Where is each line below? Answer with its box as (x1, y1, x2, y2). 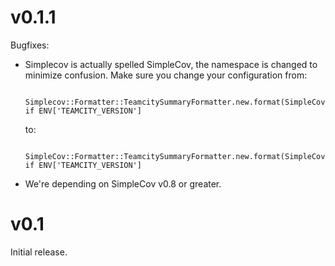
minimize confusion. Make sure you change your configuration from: (24, 69, 308, 81)
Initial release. (10, 246, 68, 258)
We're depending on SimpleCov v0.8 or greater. (24, 177, 222, 190)
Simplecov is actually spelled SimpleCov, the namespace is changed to (24, 58, 318, 70)
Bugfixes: (10, 39, 50, 51)
